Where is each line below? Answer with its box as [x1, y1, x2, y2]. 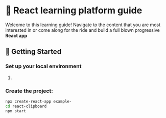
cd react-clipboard [5, 104, 47, 109]
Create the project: [5, 87, 53, 94]
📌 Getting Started [5, 47, 62, 56]
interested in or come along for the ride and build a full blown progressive [5, 27, 160, 33]
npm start [5, 108, 27, 113]
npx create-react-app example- [5, 99, 72, 104]
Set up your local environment [5, 63, 82, 70]
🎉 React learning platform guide [5, 5, 143, 16]
